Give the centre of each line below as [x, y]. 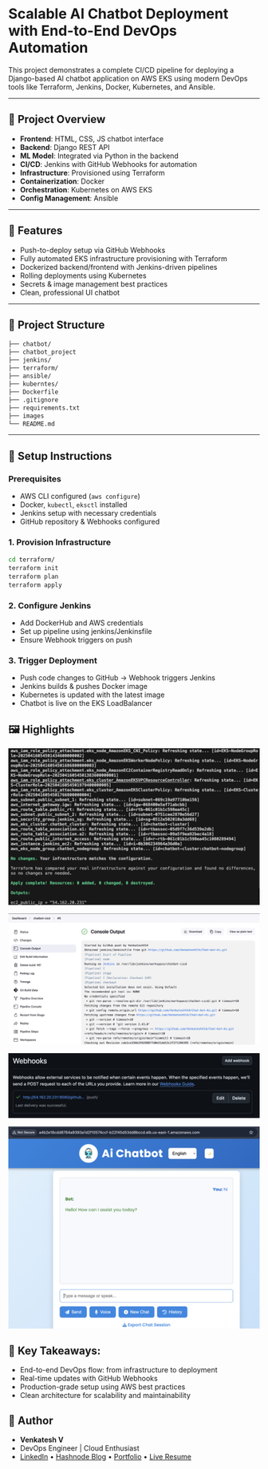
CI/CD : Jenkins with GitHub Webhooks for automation [108, 164]
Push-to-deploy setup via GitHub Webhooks [93, 250]
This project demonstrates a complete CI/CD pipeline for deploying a [121, 69]
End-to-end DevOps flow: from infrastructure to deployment [118, 1370]
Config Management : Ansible [69, 198]
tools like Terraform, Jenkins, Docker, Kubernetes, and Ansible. [112, 87]
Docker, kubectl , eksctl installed [73, 505]
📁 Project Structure [57, 325]
